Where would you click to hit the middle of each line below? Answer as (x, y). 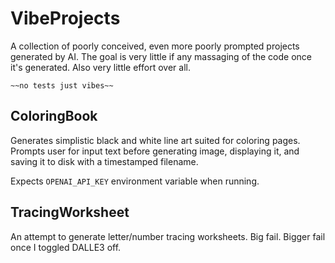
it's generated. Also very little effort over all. (100, 67)
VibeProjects (65, 18)
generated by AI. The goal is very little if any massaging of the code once (161, 56)
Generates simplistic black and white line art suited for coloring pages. (155, 140)
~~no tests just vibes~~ (62, 85)
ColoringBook (54, 116)
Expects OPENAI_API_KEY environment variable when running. (135, 181)
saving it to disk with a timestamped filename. (104, 161)
